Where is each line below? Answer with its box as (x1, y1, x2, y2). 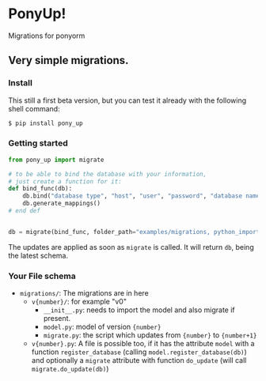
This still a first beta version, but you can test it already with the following (8, 96, 247, 105)
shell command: (8, 104, 61, 113)
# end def (8, 207, 41, 215)
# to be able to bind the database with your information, (8, 170, 207, 178)
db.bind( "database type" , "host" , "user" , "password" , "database (22, 192, 243, 200)
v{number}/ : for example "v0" (31, 297, 127, 307)
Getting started (8, 138, 69, 149)
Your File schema (8, 270, 77, 281)
